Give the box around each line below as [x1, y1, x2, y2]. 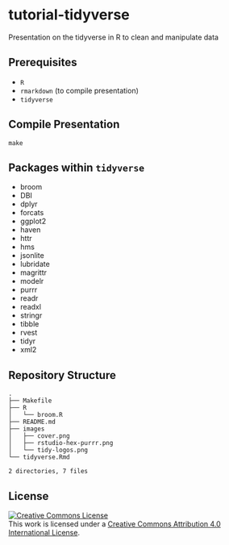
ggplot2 [19, 216, 47, 227]
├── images [8, 425, 45, 433]
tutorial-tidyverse [8, 6, 131, 24]
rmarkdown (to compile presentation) [19, 85, 139, 95]
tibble [19, 319, 40, 329]
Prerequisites [8, 56, 77, 69]
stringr [19, 310, 43, 320]
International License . [8, 528, 81, 537]
